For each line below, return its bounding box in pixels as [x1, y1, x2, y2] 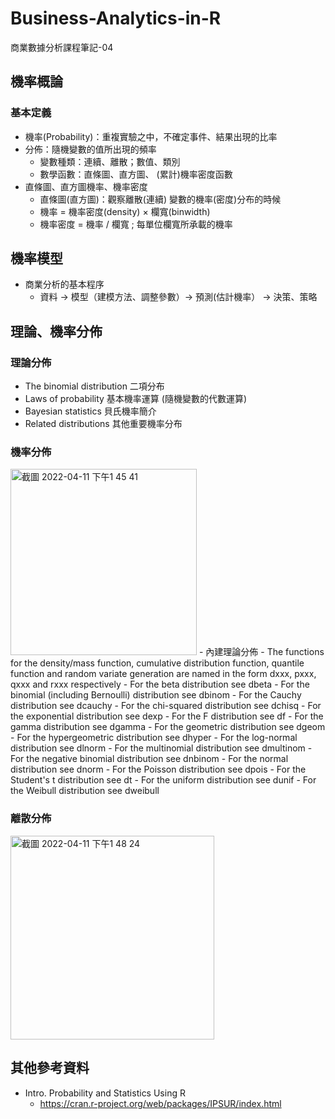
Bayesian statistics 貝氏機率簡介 [24, 405, 157, 417]
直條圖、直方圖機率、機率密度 [24, 180, 148, 192]
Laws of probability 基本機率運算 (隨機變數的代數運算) [24, 393, 248, 405]
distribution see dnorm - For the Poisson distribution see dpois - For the [10, 763, 307, 776]
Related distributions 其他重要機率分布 [24, 418, 183, 430]
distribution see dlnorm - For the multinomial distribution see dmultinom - [10, 742, 313, 754]
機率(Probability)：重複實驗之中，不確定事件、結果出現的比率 [24, 130, 278, 142]
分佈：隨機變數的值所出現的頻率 [24, 143, 157, 155]
